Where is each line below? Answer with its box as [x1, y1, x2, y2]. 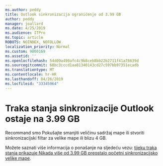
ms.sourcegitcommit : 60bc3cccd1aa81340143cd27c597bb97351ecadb [5, 63, 139, 68]
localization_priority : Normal [5, 44, 70, 49]
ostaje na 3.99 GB [5, 113, 80, 124]
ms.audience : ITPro [5, 30, 46, 35]
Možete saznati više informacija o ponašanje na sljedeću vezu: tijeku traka [5, 145, 157, 151]
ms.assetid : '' [5, 53, 37, 59]
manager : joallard [5, 21, 43, 26]
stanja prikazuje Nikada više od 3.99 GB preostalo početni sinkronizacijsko [5, 150, 158, 156]
